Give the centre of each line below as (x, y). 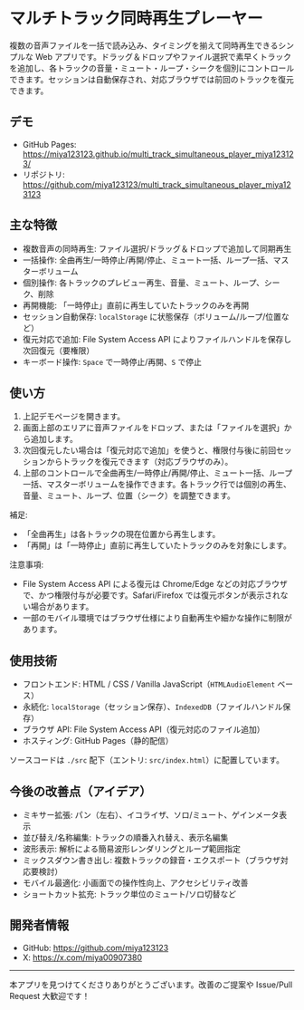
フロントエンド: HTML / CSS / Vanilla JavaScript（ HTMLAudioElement (149, 684)
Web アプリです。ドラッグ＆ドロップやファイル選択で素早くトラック (163, 56)
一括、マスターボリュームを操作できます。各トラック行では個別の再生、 (157, 485)
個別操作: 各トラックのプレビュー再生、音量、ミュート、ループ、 (143, 283)
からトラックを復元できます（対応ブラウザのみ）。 (140, 462)
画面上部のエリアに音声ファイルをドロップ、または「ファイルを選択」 (153, 428)
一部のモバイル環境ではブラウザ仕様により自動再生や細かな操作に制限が (157, 618)
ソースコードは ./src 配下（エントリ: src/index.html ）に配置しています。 (147, 760)
